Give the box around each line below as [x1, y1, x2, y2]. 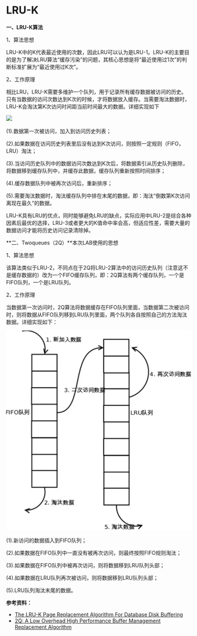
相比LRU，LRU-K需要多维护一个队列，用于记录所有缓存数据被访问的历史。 [6, 88, 187, 95]
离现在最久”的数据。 [6, 199, 55, 206]
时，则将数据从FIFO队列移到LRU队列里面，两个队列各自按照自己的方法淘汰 [6, 311, 188, 318]
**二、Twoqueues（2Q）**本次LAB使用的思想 [6, 239, 119, 246]
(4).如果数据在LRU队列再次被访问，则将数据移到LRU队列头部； [6, 574, 159, 581]
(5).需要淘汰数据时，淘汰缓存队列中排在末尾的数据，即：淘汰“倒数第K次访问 [6, 192, 191, 199]
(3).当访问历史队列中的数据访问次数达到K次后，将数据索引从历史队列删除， [6, 160, 188, 167]
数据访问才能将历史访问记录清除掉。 [6, 227, 94, 234]
